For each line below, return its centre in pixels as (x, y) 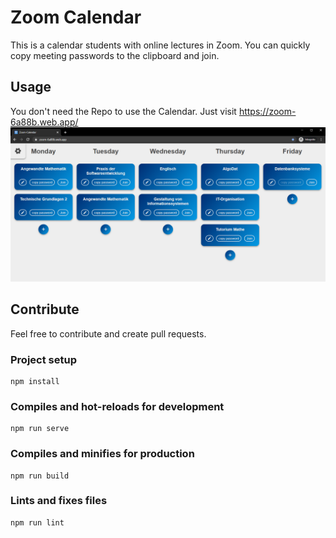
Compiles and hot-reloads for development (117, 406)
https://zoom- (267, 111)
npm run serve (40, 429)
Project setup (43, 359)
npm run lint (37, 522)
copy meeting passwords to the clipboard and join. (115, 55)
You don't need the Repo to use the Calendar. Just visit (123, 111)
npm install (35, 381)
